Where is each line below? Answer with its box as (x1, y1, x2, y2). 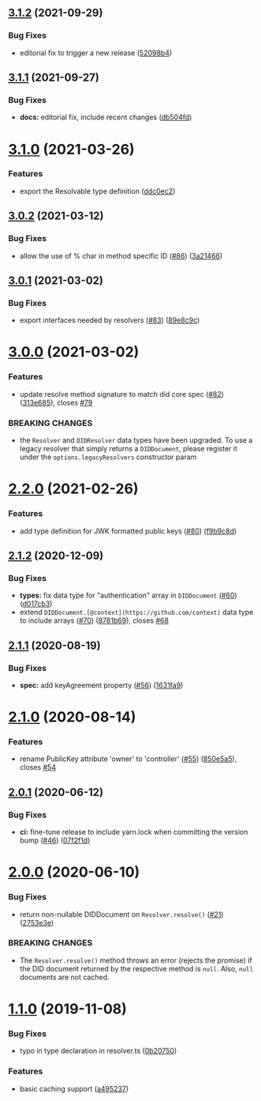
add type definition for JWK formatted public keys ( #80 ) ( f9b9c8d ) (19, 526, 237, 536)
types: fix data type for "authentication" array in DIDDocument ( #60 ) (19, 590, 238, 600)
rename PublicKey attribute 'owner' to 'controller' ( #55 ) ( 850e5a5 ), (19, 754, 237, 764)
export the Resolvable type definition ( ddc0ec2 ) (19, 186, 176, 196)
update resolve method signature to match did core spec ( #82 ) (19, 389, 225, 398)
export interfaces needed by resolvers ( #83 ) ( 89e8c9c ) (19, 315, 200, 325)
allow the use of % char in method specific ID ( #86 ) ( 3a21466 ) (19, 251, 223, 260)
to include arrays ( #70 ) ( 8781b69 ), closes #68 (19, 616, 170, 625)
